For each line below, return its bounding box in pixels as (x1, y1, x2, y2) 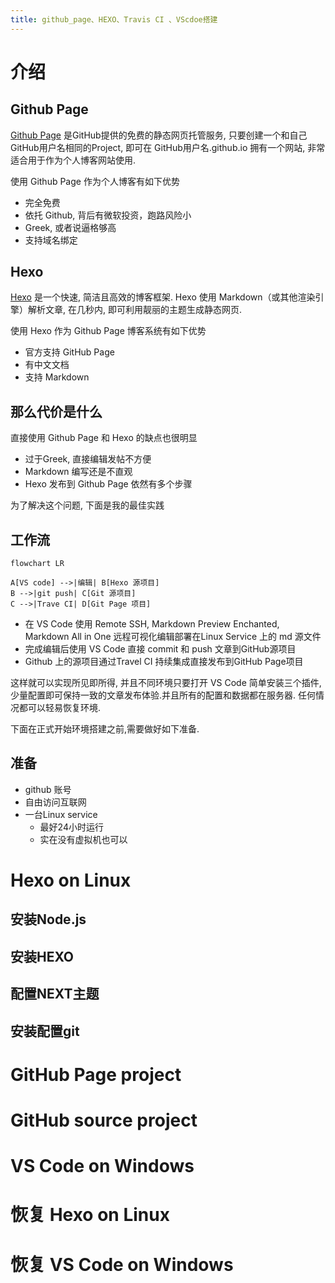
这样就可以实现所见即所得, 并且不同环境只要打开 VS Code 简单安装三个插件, (10, 677, 322, 689)
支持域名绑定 (24, 234, 78, 246)
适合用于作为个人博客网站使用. (10, 154, 137, 166)
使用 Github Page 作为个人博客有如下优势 (10, 175, 180, 187)
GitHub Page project (10, 1063, 182, 1086)
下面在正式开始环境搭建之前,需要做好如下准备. (10, 723, 200, 735)
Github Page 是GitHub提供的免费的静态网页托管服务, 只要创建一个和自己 (10, 129, 308, 141)
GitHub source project (10, 1109, 198, 1131)
